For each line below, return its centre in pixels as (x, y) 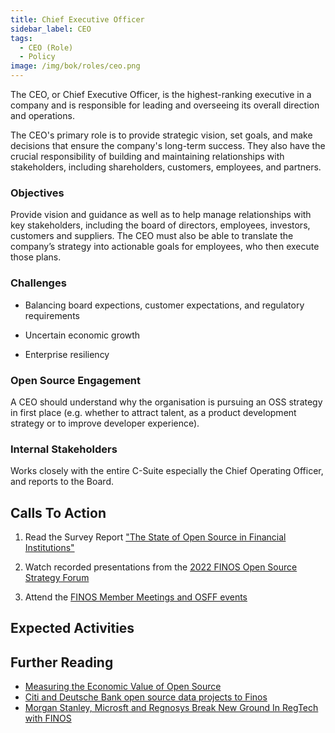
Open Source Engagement (76, 380)
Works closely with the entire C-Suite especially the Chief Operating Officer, (167, 471)
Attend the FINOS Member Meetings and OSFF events (136, 597)
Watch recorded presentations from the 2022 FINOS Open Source (161, 567)
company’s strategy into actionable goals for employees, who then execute (165, 247)
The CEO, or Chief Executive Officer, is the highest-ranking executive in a (161, 94)
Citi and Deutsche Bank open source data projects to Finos (146, 697)
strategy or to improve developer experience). (105, 423)
